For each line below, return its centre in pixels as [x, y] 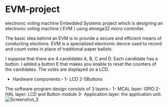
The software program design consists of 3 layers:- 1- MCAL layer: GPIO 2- [83, 88]
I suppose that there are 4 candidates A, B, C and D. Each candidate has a [81, 58]
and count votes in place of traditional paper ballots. [59, 49]
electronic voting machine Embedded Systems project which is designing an [84, 23]
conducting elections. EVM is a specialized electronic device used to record [83, 43]
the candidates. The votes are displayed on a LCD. [57, 69]
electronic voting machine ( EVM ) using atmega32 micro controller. [75, 28]
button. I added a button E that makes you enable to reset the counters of [81, 64]
